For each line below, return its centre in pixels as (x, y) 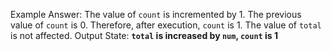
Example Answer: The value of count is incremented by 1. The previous (156, 14)
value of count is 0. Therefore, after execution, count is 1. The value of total (166, 25)
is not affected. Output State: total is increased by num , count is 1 (144, 35)
